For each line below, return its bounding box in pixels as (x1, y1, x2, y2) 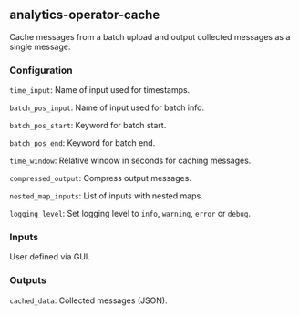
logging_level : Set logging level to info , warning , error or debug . (9, 208, 251, 219)
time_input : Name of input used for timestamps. (9, 85, 191, 96)
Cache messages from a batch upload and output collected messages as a (9, 31, 291, 42)
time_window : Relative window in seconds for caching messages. (9, 155, 252, 167)
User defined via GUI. (9, 251, 91, 262)
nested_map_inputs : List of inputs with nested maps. (9, 190, 203, 201)
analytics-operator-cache (9, 7, 160, 23)
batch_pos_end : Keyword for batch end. (9, 137, 156, 148)
